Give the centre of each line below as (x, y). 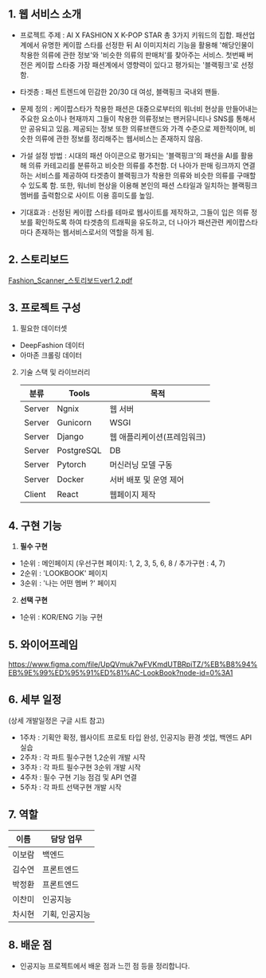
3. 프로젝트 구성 (45, 308)
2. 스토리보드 (39, 260)
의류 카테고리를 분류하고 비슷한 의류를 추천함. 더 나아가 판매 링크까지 (135, 165)
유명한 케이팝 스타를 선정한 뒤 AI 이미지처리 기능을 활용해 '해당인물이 (147, 45)
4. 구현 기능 (35, 525)
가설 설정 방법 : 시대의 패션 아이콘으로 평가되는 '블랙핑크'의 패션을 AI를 (129, 155)
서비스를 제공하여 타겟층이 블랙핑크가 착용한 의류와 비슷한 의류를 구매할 (145, 175)
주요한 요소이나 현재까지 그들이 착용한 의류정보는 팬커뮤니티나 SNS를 (127, 119)
